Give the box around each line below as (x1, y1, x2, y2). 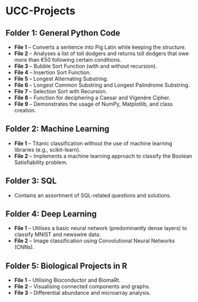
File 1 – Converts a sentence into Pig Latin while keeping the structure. (14, 43, 187, 51)
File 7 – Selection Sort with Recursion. (14, 88, 108, 95)
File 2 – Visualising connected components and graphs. (14, 283, 150, 290)
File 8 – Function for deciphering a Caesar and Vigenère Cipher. (14, 94, 171, 101)
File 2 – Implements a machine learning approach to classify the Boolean (14, 152, 193, 159)
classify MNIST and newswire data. (14, 231, 101, 238)
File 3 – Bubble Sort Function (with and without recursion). (14, 62, 158, 70)
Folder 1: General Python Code (5, 28, 121, 38)
